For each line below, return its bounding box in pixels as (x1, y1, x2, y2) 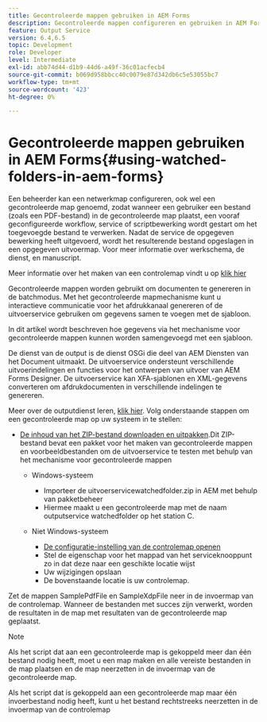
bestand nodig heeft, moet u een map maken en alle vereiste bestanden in (8, 656, 251, 666)
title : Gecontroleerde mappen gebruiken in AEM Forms (8, 11, 191, 20)
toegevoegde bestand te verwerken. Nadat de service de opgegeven (8, 228, 234, 237)
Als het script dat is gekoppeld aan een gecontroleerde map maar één (8, 688, 237, 697)
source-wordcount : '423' (8, 85, 91, 94)
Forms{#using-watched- (59, 151, 227, 169)
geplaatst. (8, 616, 41, 626)
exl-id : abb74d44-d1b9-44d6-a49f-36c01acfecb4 (8, 64, 165, 71)
